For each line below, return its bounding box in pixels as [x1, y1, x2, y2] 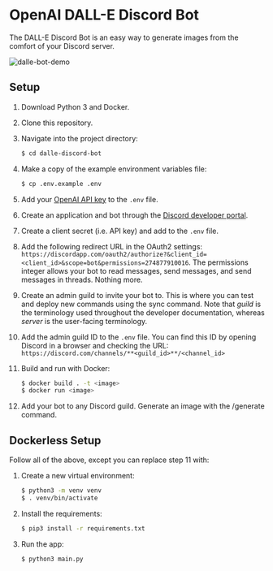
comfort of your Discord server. [9, 41, 115, 50]
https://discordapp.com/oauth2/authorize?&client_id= [20, 250, 207, 258]
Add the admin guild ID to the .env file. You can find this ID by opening [20, 331, 257, 342]
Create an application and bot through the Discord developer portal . [20, 210, 249, 220]
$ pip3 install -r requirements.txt [20, 524, 145, 533]
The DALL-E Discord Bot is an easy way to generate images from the [9, 32, 239, 42]
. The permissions [188, 257, 249, 267]
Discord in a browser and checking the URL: [20, 340, 169, 350]
